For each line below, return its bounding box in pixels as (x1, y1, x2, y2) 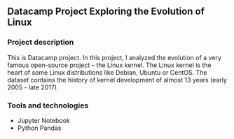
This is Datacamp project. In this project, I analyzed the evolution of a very (7, 53, 222, 61)
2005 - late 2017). (7, 83, 59, 92)
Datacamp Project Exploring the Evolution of (7, 6, 205, 17)
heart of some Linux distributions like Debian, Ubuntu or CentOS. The (7, 68, 207, 76)
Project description (7, 38, 74, 47)
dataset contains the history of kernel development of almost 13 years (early (7, 75, 228, 84)
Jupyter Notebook (17, 116, 70, 124)
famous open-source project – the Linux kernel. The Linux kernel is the (7, 61, 212, 69)
